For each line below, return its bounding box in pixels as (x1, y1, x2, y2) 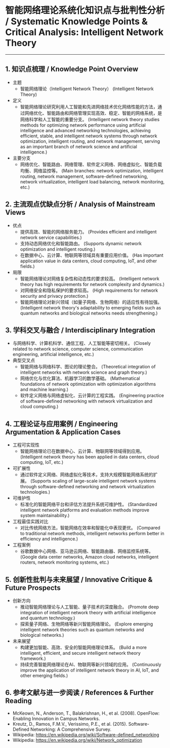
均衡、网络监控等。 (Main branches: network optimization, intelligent (20, 168, 163, 174)
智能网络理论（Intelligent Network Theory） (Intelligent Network (20, 86, 154, 92)
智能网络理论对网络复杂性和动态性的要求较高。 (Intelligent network (20, 275, 159, 282)
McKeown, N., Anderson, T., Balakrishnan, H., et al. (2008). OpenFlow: (12, 710, 160, 716)
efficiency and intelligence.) (20, 536, 78, 542)
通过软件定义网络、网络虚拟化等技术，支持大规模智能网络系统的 (20, 471, 153, 478)
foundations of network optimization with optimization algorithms (20, 381, 156, 387)
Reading (5, 697, 32, 705)
